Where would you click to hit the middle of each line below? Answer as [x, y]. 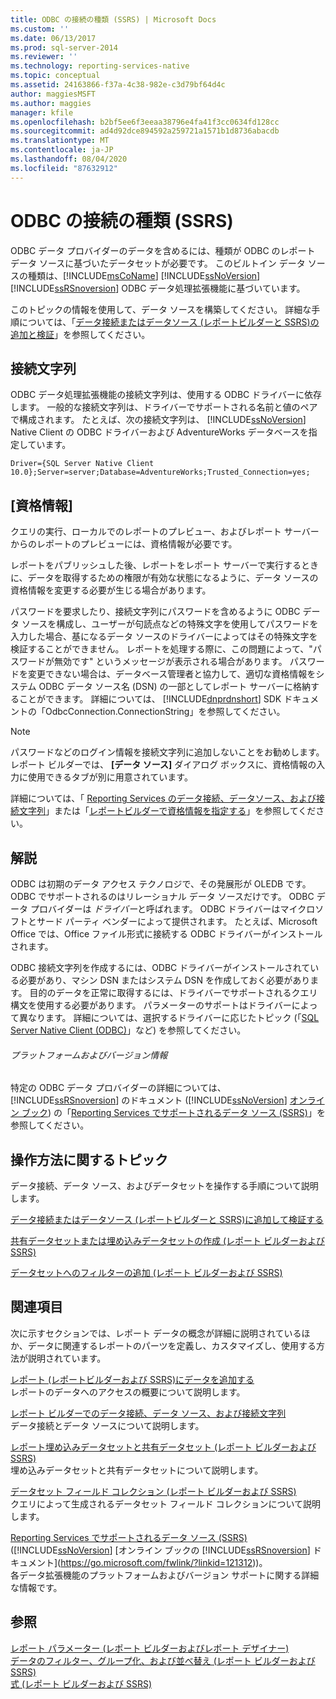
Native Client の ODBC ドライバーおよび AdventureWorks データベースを [159, 432]
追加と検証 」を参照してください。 [80, 334]
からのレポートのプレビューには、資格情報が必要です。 [124, 544]
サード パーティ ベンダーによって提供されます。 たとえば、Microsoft [177, 921]
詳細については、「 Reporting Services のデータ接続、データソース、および [163, 798]
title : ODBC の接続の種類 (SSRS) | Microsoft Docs [113, 19]
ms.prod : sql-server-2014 [64, 47]
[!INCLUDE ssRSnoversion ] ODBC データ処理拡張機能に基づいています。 [158, 288]
